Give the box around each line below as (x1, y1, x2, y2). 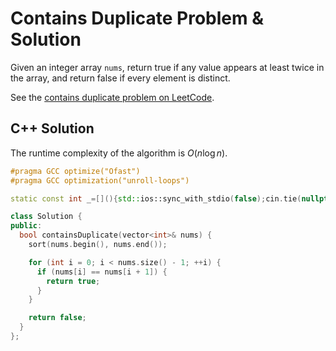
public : (10, 221, 43, 231)
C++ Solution (10, 120, 95, 137)
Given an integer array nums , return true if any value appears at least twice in (10, 61, 325, 73)
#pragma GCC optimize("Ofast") (10, 166, 141, 176)
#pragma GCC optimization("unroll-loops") (10, 175, 190, 186)
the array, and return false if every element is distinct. (10, 72, 231, 84)
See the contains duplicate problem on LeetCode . (10, 91, 215, 103)
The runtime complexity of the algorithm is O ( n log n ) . (10, 147, 228, 159)
